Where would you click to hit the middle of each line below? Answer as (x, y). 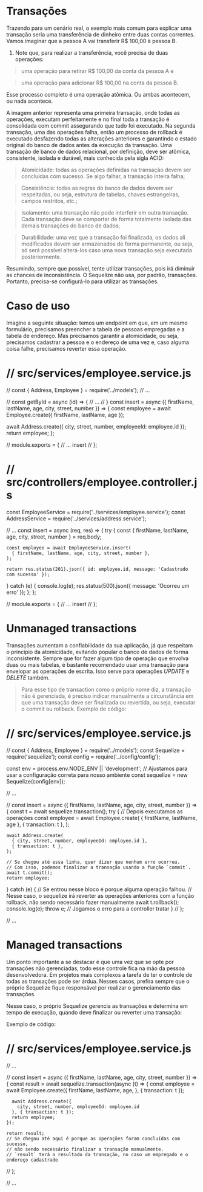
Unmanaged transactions (72, 628)
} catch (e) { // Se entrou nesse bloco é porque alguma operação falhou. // (99, 889)
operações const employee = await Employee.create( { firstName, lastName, (102, 818)
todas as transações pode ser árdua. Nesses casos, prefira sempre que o (98, 981)
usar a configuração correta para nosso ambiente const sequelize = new (97, 775)
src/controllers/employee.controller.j (102, 482)
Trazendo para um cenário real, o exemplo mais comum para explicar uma (99, 28)
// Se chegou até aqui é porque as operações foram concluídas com (93, 1139)
